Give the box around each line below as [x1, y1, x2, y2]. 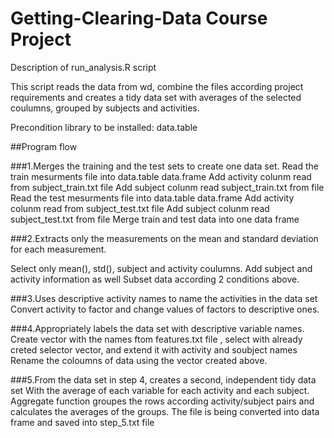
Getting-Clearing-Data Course [10, 7, 268, 30]
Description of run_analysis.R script [10, 61, 157, 73]
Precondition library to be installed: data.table [10, 121, 198, 133]
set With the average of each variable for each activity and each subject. [10, 384, 310, 396]
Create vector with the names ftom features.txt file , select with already [10, 333, 303, 345]
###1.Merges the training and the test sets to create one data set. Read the [10, 160, 319, 172]
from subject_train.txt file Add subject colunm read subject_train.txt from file [10, 181, 325, 193]
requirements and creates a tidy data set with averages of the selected [10, 91, 302, 103]
